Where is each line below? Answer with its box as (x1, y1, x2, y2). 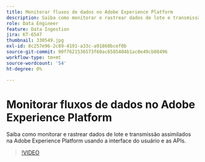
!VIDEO (21, 149, 40, 156)
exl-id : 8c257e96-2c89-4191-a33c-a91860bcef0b (6, 43, 127, 50)
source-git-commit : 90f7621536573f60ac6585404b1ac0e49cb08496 (6, 49, 168, 55)
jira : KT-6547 (6, 32, 43, 38)
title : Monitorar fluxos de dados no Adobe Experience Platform (6, 9, 173, 15)
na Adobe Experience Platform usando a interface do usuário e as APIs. (6, 137, 186, 144)
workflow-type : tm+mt (6, 54, 62, 61)
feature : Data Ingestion (6, 26, 70, 32)
